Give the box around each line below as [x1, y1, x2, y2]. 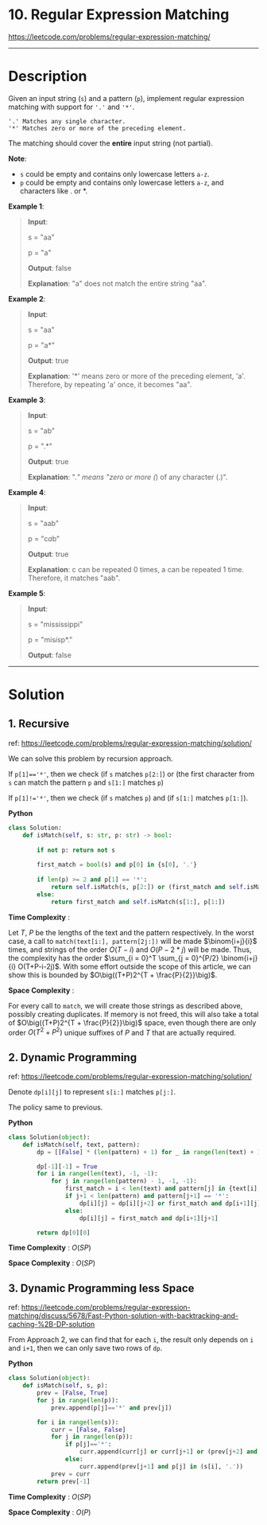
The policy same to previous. [8, 1102, 103, 1112]
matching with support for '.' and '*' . [8, 102, 135, 111]
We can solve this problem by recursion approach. [8, 754, 173, 763]
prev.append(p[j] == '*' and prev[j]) [50, 1403, 172, 1412]
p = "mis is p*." [27, 634, 73, 644]
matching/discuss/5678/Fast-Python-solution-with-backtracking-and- [8, 1311, 239, 1320]
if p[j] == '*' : [64, 1441, 112, 1449]
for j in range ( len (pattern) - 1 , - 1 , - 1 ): [50, 1177, 197, 1185]
